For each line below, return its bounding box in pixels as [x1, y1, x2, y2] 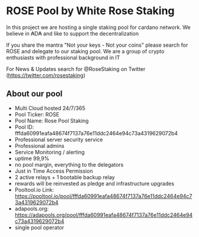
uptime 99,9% [14, 155, 50, 162]
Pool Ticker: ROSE [14, 111, 60, 118]
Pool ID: [14, 123, 34, 131]
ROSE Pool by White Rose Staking [6, 4, 175, 18]
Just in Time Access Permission [14, 167, 93, 174]
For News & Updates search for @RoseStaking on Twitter [6, 65, 146, 72]
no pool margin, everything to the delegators [14, 161, 124, 168]
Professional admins [14, 142, 65, 149]
